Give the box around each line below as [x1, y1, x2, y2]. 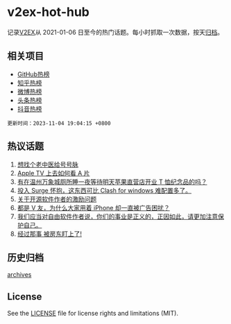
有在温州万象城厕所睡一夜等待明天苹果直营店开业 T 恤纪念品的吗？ [17, 178, 207, 186]
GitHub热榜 [17, 70, 50, 78]
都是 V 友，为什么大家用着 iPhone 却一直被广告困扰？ [17, 203, 170, 212]
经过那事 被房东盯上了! [17, 230, 82, 238]
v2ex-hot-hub [7, 4, 90, 20]
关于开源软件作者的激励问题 [17, 195, 97, 203]
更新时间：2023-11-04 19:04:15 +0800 [7, 119, 111, 127]
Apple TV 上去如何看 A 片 [17, 169, 90, 177]
